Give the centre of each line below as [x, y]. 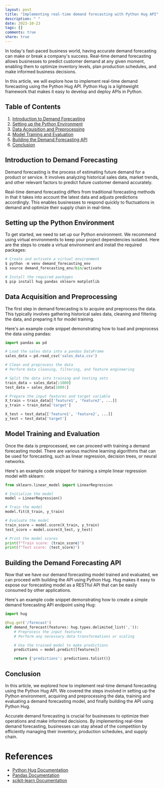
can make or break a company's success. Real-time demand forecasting [78, 56]
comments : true [21, 32]
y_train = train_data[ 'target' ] [38, 405]
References [29, 756]
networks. [15, 461]
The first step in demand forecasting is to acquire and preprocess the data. [81, 308]
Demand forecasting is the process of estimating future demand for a [75, 172]
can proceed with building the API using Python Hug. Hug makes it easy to [80, 580]
